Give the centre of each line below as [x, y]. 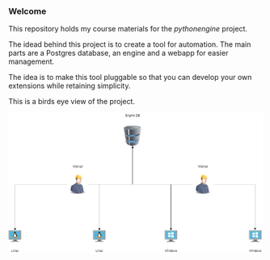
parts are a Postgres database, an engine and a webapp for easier [118, 53]
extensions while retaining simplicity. [70, 86]
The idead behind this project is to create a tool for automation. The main [130, 44]
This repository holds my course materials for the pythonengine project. [128, 29]
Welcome [27, 11]
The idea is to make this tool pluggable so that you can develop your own [130, 78]
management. [32, 61]
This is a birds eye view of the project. [72, 102]
